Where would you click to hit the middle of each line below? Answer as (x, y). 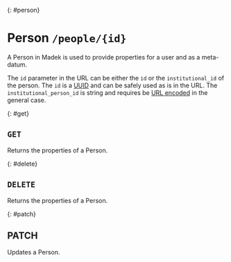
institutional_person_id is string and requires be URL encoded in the (108, 92)
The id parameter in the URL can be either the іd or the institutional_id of (115, 78)
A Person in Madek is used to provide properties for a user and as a (104, 57)
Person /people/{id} (67, 38)
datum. (17, 64)
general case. (27, 100)
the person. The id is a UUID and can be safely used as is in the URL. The (112, 85)
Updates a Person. (34, 252)
